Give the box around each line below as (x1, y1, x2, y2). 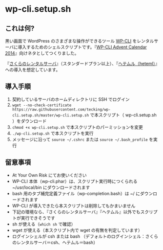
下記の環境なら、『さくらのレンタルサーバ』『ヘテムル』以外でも (12, 209, 141, 215)
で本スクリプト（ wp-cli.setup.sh (90, 112, 157, 118)
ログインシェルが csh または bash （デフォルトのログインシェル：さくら (12, 233, 159, 239)
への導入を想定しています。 (5, 67, 61, 72)
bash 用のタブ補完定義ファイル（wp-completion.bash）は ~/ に (12, 190, 141, 196)
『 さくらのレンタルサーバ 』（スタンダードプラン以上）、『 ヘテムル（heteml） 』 (5, 61, 158, 67)
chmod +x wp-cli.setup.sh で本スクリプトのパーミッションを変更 (12, 124, 143, 130)
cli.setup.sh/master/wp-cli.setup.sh (12, 113, 89, 118)
